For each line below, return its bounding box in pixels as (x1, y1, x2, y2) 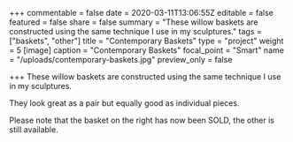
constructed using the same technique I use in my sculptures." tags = (9, 26, 263, 36)
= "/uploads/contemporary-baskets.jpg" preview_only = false (9, 55, 233, 64)
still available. (9, 124, 59, 135)
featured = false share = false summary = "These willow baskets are (9, 17, 258, 27)
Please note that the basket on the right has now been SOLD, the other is (9, 115, 274, 125)
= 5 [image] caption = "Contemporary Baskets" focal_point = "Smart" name (9, 45, 285, 56)
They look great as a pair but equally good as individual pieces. (9, 98, 240, 108)
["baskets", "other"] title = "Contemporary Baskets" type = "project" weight (9, 35, 284, 46)
